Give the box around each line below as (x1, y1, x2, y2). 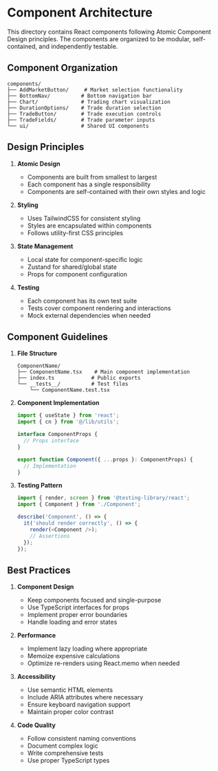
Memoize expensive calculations (27, 652, 120, 660)
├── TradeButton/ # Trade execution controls (7, 110, 162, 118)
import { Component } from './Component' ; (17, 501, 141, 508)
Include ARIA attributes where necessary (27, 693, 144, 702)
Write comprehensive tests (27, 749, 104, 757)
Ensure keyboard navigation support (27, 700, 131, 709)
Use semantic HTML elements (27, 686, 113, 694)
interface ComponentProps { (17, 431, 98, 438)
